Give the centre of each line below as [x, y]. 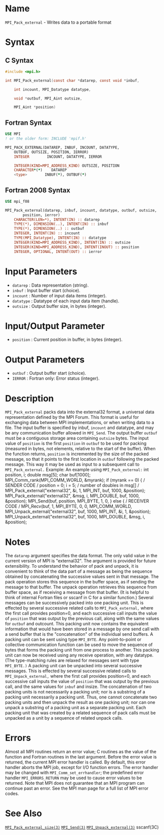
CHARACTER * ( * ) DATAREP [41, 170]
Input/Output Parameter [55, 326]
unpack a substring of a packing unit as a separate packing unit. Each [76, 708]
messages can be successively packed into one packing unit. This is [74, 603]
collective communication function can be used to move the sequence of [79, 645]
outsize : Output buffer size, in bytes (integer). [59, 306]
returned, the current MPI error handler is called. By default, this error [75, 762]
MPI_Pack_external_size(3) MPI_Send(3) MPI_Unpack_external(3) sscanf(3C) [82, 827]
